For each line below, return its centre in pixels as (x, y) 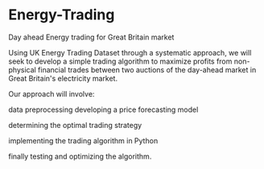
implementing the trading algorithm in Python (83, 140)
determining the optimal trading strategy (75, 125)
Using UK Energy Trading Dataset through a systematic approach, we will (130, 52)
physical (22, 69)
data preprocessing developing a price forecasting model (103, 109)
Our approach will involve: (52, 93)
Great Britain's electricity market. (63, 78)
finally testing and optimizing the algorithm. (80, 156)
